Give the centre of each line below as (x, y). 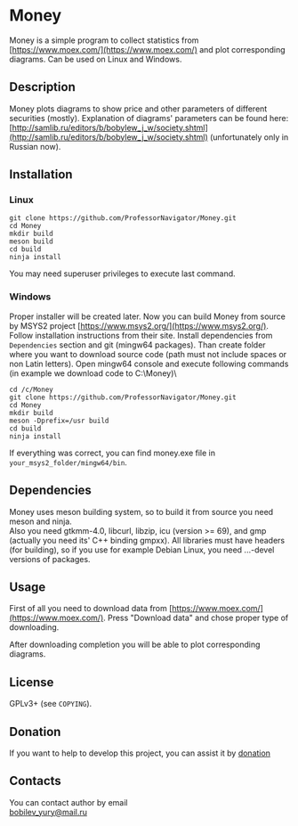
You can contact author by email (68, 802)
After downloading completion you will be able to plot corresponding (135, 645)
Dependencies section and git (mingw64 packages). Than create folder (137, 345)
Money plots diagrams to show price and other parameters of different (138, 109)
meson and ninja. (41, 521)
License (32, 682)
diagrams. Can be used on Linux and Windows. (96, 59)
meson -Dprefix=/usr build (59, 421)
